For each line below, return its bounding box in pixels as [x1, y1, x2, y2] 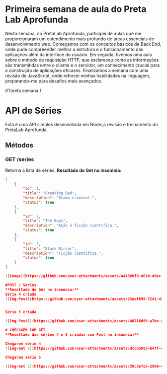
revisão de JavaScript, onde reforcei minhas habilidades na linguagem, [5, 73, 151, 78]
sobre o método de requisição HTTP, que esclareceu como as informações [5, 57, 159, 63]
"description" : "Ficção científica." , [23, 251, 103, 256]
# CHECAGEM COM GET [5, 328, 46, 333]
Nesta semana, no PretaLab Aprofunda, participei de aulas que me [5, 30, 142, 36]
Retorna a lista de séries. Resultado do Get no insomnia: [5, 167, 122, 173]
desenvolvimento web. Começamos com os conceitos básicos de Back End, [5, 41, 162, 47]
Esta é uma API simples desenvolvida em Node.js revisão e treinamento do [5, 121, 158, 127]
